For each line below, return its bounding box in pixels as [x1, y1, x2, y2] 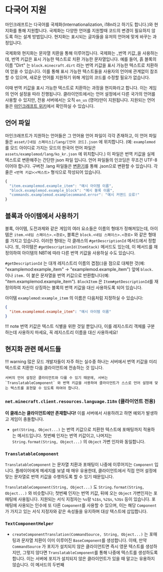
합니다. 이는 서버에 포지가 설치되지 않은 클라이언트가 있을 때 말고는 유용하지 [12, 556, 155, 562]
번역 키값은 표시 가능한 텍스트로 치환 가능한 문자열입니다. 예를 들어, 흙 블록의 [11, 56, 157, 62]
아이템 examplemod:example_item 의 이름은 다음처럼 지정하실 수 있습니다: [5, 295, 144, 301]
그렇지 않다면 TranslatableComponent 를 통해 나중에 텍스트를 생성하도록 [22, 550, 158, 555]
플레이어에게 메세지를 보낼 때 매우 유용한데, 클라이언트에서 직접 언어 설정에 [15, 467, 157, 473]
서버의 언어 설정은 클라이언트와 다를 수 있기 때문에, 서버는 [5, 376, 108, 381]
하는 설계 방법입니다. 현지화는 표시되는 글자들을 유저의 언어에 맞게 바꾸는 [14, 34, 152, 39]
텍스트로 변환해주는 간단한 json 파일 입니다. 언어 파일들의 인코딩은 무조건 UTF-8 [5, 157, 158, 163]
